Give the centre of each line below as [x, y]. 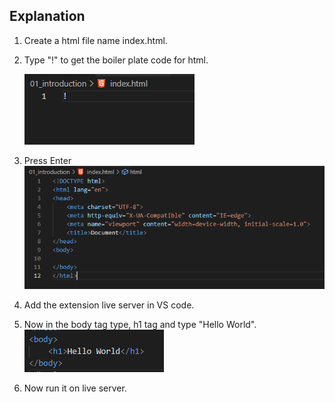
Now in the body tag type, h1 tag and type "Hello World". [140, 324]
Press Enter [47, 160]
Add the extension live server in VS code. [109, 305]
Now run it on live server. [75, 388]
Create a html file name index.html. [95, 40]
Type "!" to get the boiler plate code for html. [116, 60]
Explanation [47, 16]
